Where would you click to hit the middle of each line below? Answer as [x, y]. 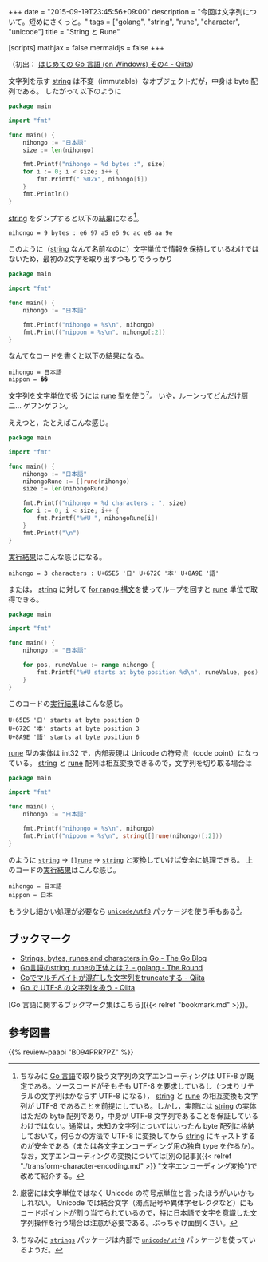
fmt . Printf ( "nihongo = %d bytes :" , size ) [94, 165]
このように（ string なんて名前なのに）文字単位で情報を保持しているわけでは [134, 249]
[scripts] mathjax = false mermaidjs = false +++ [87, 48]
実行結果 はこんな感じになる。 [57, 557]
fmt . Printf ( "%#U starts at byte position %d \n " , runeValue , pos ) [148, 672]
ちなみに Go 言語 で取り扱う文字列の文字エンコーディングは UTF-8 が [133, 1076]
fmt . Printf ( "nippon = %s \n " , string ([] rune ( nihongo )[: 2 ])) [123, 836]
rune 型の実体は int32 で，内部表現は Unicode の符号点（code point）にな [130, 752]
